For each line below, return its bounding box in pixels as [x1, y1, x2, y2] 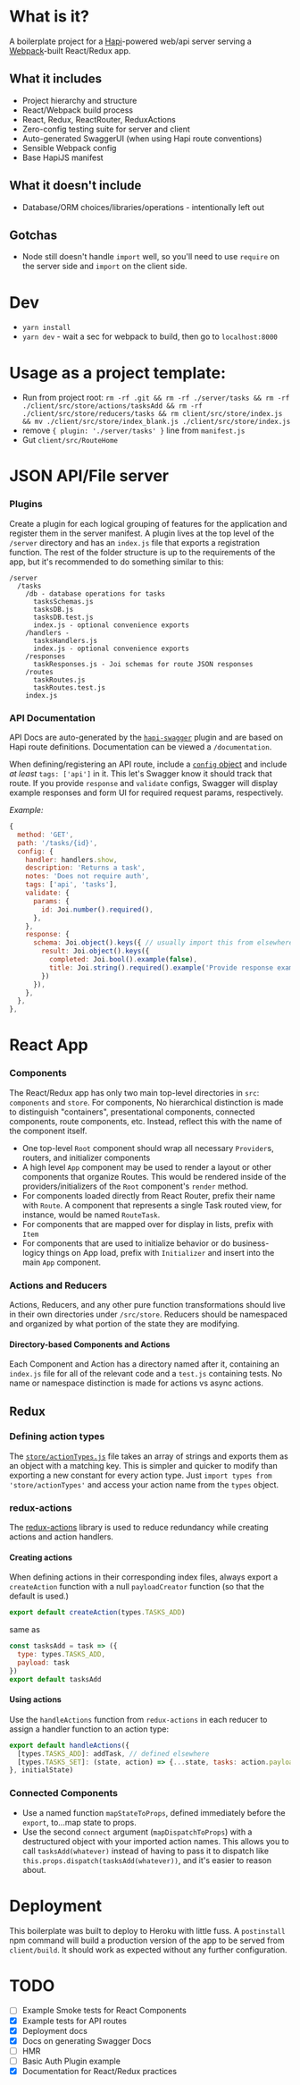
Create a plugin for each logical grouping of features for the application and [9, 518, 287, 529]
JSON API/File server [9, 466, 170, 487]
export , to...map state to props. [21, 1817, 137, 1827]
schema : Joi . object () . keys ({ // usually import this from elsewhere [32, 938, 294, 947]
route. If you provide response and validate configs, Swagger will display [9, 778, 279, 789]
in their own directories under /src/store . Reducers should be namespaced [9, 1309, 288, 1319]
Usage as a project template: [9, 362, 226, 383]
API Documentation [9, 711, 96, 724]
